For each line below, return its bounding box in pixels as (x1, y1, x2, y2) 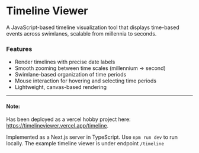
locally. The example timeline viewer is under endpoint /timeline (6, 140, 165, 147)
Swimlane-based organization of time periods (14, 71, 127, 78)
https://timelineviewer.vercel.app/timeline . (6, 122, 108, 129)
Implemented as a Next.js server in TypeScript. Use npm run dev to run (6, 133, 178, 141)
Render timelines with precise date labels (14, 58, 115, 66)
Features (6, 44, 33, 53)
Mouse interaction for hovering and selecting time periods (14, 77, 157, 84)
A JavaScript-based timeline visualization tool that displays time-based (6, 24, 179, 31)
